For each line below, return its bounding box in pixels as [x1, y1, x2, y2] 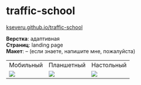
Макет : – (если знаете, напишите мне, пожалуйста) [6, 47, 136, 54]
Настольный [91, 61, 127, 69]
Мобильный [9, 61, 43, 69]
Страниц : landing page [6, 41, 63, 48]
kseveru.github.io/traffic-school [6, 24, 83, 31]
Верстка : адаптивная [6, 35, 60, 42]
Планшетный [48, 61, 86, 69]
